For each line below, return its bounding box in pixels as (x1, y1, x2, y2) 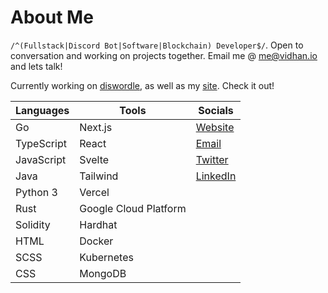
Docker (79, 234, 114, 248)
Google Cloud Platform (79, 201, 187, 215)
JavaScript (15, 152, 67, 166)
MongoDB (79, 266, 127, 280)
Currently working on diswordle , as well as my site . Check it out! (10, 79, 275, 91)
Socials (198, 103, 234, 117)
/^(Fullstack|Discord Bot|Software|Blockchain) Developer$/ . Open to (10, 39, 304, 51)
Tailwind (79, 169, 119, 183)
